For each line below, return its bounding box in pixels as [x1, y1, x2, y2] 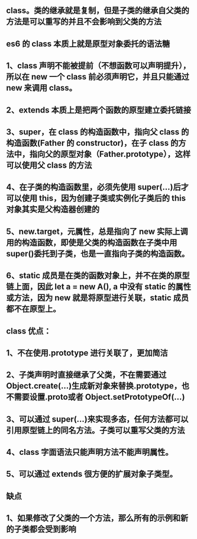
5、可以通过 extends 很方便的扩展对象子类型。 [6, 469, 177, 479]
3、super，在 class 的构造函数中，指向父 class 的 [6, 127, 189, 137]
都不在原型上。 [6, 304, 61, 314]
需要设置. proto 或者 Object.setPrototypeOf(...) [14, 392, 185, 402]
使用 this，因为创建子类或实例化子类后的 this [21, 193, 186, 203]
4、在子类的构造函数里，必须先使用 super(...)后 [6, 182, 182, 192]
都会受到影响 [29, 524, 76, 534]
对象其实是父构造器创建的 [6, 204, 99, 214]
